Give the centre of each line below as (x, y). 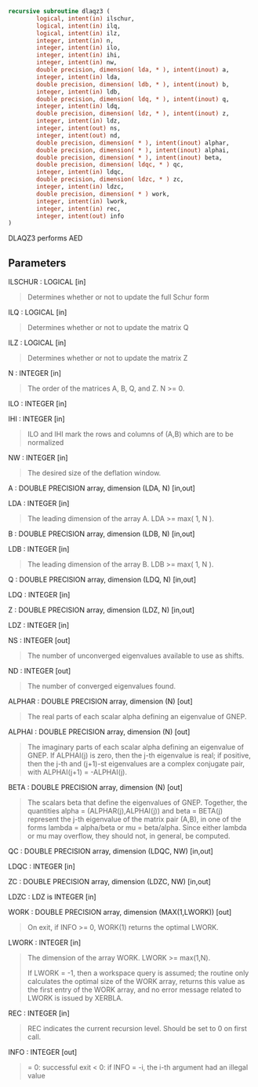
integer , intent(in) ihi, (79, 55)
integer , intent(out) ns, (79, 128)
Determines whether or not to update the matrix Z (107, 358)
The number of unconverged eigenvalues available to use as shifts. (136, 656)
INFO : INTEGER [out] (43, 1052)
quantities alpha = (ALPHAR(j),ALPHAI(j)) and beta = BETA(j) (125, 811)
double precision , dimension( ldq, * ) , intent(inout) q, (133, 99)
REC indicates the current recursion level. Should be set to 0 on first (137, 1029)
